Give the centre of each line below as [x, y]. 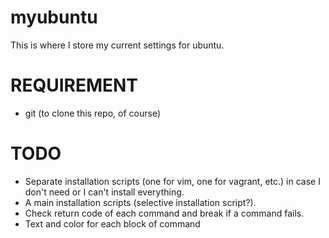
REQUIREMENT [74, 85]
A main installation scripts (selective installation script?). [140, 202]
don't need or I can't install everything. [104, 192]
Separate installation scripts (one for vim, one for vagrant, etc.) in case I [172, 181]
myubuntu [54, 17]
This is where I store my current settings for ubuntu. [117, 45]
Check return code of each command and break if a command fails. [164, 213]
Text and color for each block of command [112, 223]
